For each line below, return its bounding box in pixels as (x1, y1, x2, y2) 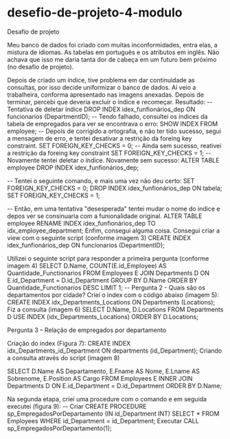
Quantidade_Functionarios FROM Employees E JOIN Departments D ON (7, 269, 210, 277)
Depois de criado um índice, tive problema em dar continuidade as (7, 75, 196, 84)
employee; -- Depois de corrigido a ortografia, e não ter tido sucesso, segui (7, 127, 222, 135)
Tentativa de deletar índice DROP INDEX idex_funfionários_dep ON (7, 105, 196, 113)
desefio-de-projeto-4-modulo (7, 5, 183, 21)
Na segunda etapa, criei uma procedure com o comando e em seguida (7, 394, 207, 403)
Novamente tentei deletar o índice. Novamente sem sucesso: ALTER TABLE (7, 156, 220, 164)
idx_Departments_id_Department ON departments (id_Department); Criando (7, 346, 222, 355)
